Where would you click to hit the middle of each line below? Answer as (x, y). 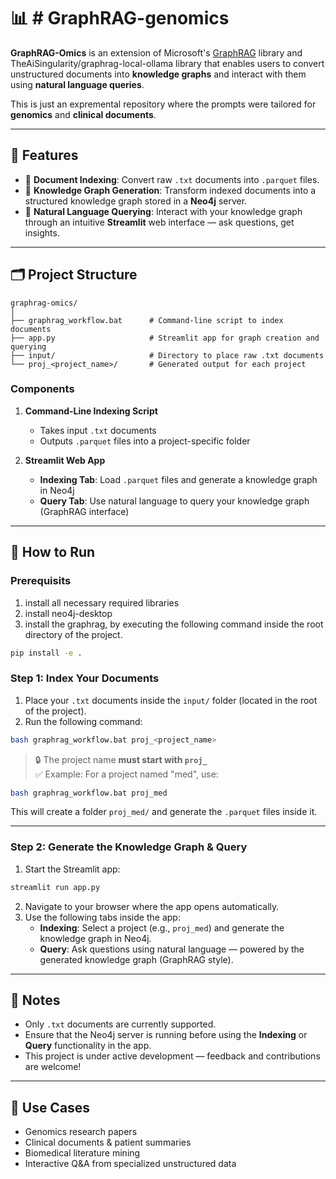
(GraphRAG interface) (84, 511)
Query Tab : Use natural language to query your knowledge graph (174, 501)
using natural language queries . (77, 84)
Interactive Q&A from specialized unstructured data (130, 1164)
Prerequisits (41, 581)
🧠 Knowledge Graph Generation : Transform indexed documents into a (170, 190)
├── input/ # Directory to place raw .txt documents (167, 355)
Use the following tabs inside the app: (102, 917)
